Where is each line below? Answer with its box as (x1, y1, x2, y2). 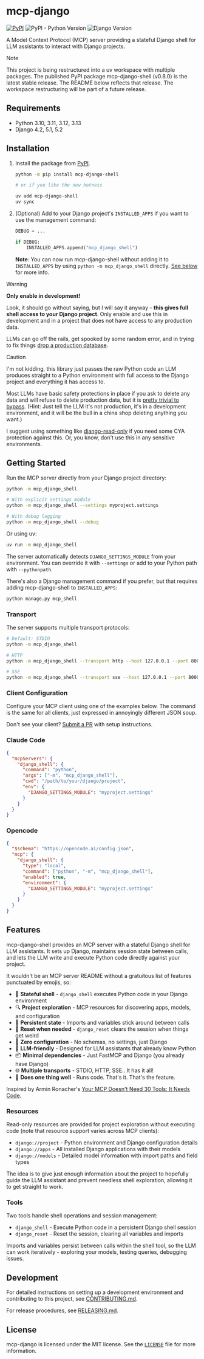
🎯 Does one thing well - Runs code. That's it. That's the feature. (15, 1073, 176, 1081)
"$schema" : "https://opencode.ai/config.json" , (12, 846, 135, 852)
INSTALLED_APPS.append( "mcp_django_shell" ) (26, 244, 138, 250)
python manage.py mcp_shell (6, 596, 78, 602)
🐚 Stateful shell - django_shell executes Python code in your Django (15, 990, 188, 997)
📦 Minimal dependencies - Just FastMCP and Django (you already (15, 1051, 185, 1059)
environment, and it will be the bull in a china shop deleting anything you (6, 409, 187, 416)
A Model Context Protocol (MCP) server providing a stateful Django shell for (6, 36, 196, 43)
